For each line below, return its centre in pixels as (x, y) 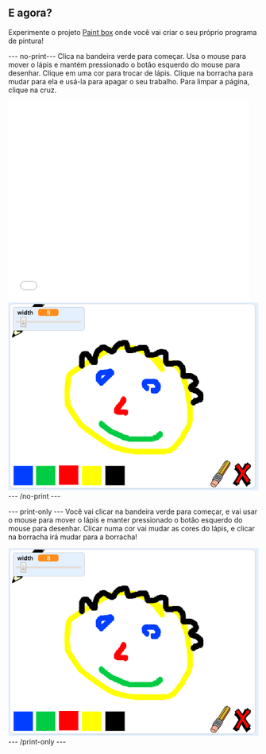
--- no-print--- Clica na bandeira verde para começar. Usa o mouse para (127, 56)
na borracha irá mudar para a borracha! (73, 537)
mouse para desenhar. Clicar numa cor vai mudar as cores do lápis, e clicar (132, 529)
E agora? (31, 13)
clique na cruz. (33, 90)
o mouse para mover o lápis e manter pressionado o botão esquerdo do (125, 520)
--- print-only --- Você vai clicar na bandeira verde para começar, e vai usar (133, 511)
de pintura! (26, 41)
